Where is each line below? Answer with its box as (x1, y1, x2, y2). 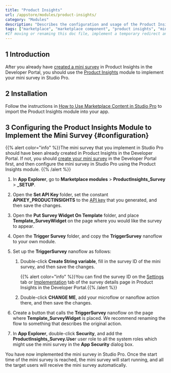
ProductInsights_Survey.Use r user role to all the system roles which (12, 336, 157, 342)
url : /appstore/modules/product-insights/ (5, 12, 97, 17)
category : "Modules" (5, 17, 49, 22)
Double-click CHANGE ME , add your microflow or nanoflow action (20, 294, 159, 300)
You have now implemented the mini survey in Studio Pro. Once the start (5, 351, 157, 358)
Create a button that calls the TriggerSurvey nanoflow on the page (12, 310, 154, 316)
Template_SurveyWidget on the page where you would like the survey (12, 218, 162, 224)
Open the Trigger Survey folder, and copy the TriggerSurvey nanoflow (12, 233, 162, 239)
